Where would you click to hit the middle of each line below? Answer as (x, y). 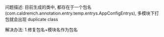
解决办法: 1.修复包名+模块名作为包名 (41, 30)
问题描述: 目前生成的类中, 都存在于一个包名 (48, 7)
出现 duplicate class (38, 19)
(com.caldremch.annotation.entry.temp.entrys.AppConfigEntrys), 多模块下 (80, 13)
